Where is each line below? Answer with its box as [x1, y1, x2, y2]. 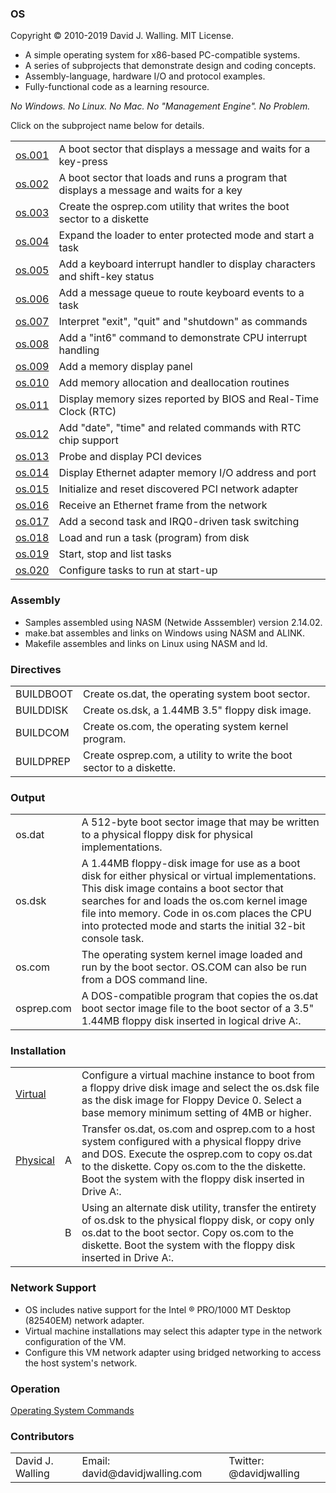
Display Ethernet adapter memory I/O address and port [58, 466, 317, 480]
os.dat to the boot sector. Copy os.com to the [81, 1226, 295, 1240]
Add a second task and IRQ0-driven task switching [58, 515, 300, 529]
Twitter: [228, 1454, 265, 1468]
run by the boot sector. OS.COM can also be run [81, 960, 307, 974]
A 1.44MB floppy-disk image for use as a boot [81, 857, 301, 871]
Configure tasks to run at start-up [58, 563, 218, 577]
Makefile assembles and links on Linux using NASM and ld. [24, 637, 268, 649]
